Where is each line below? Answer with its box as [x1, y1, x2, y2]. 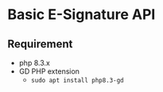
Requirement [7, 37, 73, 51]
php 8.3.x [18, 58, 51, 67]
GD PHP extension [18, 67, 80, 76]
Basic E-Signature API [7, 6, 156, 24]
